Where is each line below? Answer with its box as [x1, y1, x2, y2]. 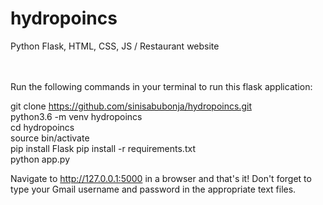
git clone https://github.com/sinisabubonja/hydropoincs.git [10, 100, 252, 112]
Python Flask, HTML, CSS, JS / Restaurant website [10, 40, 220, 52]
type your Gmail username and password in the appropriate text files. [10, 183, 297, 195]
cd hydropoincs [10, 121, 75, 133]
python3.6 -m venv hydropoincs [10, 110, 143, 122]
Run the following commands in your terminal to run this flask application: [10, 80, 313, 92]
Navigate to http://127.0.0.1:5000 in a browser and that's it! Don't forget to [10, 172, 312, 184]
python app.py [10, 153, 71, 165]
